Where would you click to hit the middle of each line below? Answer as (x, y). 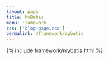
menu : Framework (26, 23)
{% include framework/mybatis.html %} (55, 50)
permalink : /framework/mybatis (45, 34)
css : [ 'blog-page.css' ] (36, 28)
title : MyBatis (25, 17)
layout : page (22, 12)
